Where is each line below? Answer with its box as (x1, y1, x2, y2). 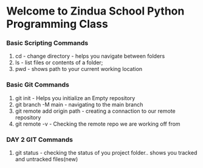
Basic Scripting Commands (6, 39, 89, 47)
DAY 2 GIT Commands (6, 135, 73, 144)
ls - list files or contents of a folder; (15, 59, 103, 66)
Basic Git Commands (6, 81, 70, 89)
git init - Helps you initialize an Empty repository (15, 94, 136, 101)
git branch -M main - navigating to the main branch (15, 101, 143, 108)
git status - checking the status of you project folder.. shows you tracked (15, 149, 198, 156)
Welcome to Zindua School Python (6, 4, 185, 18)
